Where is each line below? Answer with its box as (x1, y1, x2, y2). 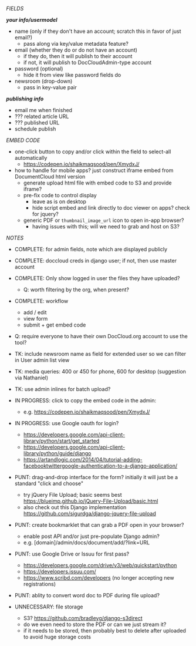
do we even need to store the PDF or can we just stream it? (23, 621, 167, 628)
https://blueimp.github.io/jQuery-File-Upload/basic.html (23, 497, 158, 504)
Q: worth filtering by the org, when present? (23, 286, 130, 293)
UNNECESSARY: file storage (14, 603, 83, 610)
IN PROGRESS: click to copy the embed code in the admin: (14, 397, 157, 404)
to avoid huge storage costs (23, 634, 91, 640)
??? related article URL (14, 113, 69, 120)
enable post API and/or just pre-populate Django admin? (23, 533, 160, 540)
